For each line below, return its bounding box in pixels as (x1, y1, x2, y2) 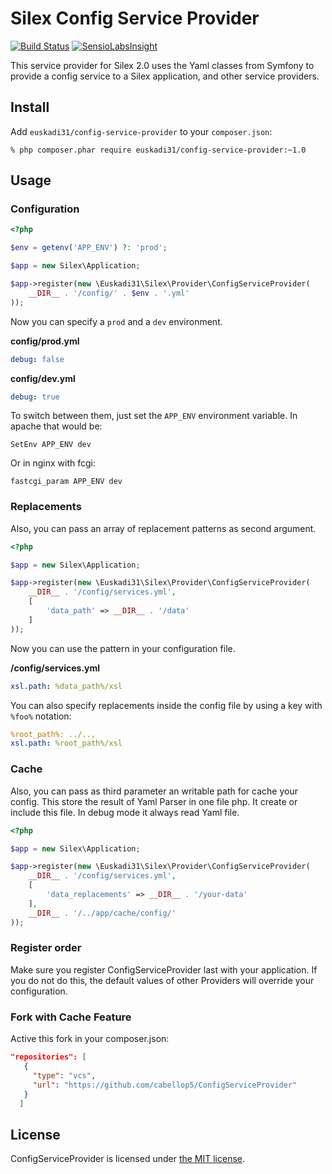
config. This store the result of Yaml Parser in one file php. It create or (10, 795, 298, 807)
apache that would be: (10, 420, 103, 432)
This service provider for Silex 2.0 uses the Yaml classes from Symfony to (10, 59, 315, 71)
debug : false (10, 354, 65, 364)
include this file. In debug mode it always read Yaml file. (10, 806, 240, 818)
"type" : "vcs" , (32, 1070, 97, 1081)
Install (10, 99, 50, 116)
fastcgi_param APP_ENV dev (10, 477, 123, 487)
